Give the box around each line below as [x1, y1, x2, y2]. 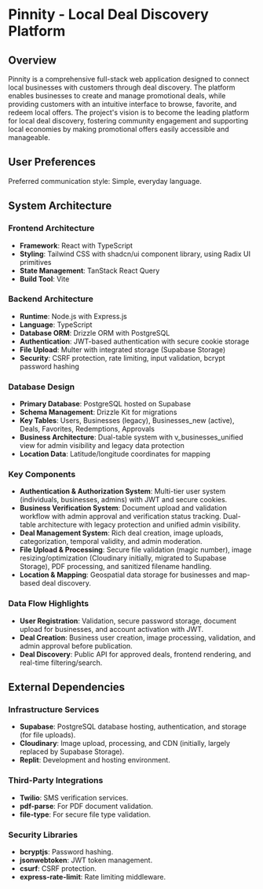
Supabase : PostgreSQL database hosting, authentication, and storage [19, 722, 247, 732]
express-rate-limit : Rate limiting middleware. [19, 872, 166, 881]
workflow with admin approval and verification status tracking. [19, 512, 221, 521]
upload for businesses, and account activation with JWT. [19, 624, 204, 634]
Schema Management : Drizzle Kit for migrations [19, 407, 177, 417]
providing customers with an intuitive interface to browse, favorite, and [8, 100, 237, 108]
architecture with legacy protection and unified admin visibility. [38, 520, 241, 530]
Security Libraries [8, 829, 79, 840]
